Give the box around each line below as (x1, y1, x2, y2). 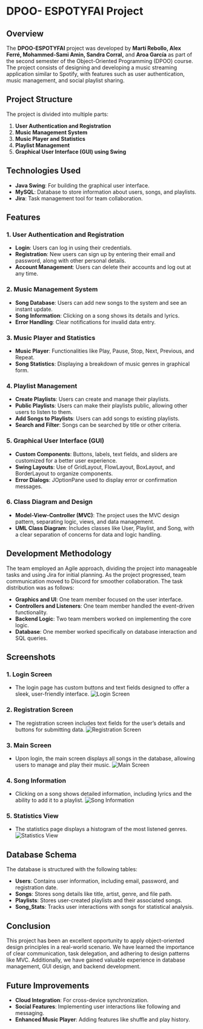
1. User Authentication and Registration (6, 230, 124, 239)
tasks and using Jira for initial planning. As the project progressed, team (6, 571, 186, 578)
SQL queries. (15, 634, 48, 642)
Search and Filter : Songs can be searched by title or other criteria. (15, 421, 182, 429)
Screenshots (6, 652, 56, 662)
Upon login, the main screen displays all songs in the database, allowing (15, 755, 195, 762)
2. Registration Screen (6, 705, 74, 714)
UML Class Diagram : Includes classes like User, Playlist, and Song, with (15, 524, 195, 532)
